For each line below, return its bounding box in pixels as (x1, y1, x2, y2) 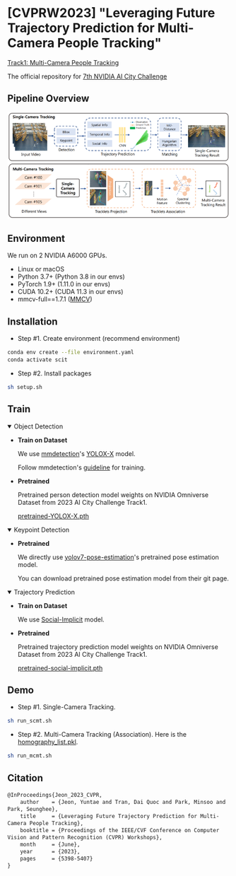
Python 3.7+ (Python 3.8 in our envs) (17, 272, 125, 281)
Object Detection (13, 422, 64, 431)
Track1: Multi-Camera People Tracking (7, 58, 119, 66)
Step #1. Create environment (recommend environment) (17, 334, 180, 343)
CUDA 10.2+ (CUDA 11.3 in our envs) (17, 288, 124, 296)
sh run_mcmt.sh (7, 752, 52, 759)
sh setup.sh (7, 383, 42, 390)
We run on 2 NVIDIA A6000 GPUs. (7, 251, 107, 259)
